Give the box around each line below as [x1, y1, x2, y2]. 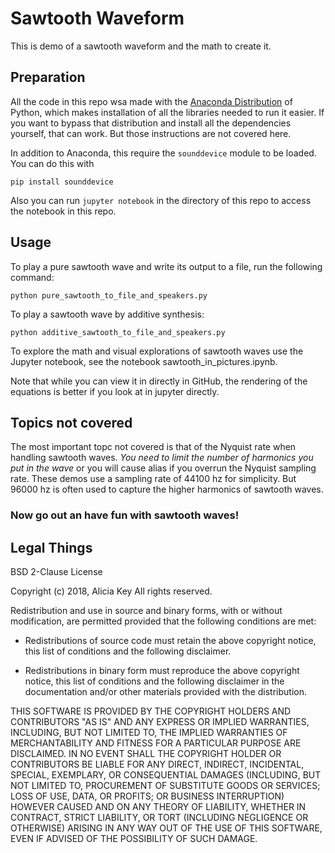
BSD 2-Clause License [10, 566, 103, 578]
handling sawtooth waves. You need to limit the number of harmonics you [10, 452, 314, 464]
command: [10, 271, 55, 283]
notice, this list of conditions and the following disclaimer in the [24, 675, 285, 687]
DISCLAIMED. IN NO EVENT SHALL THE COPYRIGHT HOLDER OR [10, 748, 282, 760]
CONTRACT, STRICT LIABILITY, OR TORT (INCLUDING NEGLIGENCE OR [10, 812, 309, 824]
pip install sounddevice [10, 177, 114, 187]
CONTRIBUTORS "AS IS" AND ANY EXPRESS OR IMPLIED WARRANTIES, [10, 716, 310, 728]
